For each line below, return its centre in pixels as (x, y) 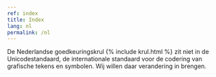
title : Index (26, 20)
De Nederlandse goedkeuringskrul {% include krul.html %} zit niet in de (108, 52)
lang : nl (20, 26)
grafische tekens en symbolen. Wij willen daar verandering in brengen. (107, 66)
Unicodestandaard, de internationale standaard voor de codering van (105, 59)
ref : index (23, 13)
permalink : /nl (29, 32)
